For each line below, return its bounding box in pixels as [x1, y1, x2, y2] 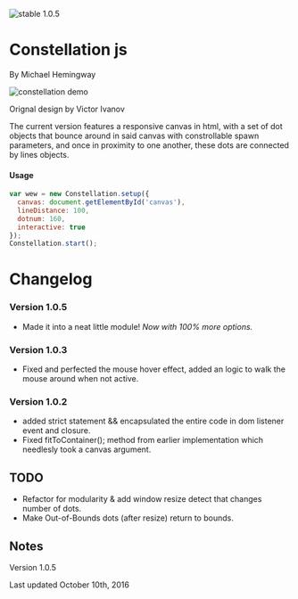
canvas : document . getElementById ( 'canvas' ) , [17, 198, 186, 207]
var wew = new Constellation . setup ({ [9, 190, 150, 199]
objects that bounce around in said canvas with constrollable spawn [9, 130, 260, 141]
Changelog [9, 269, 93, 290]
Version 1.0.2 [9, 395, 68, 407]
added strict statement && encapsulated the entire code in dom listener [21, 415, 285, 427]
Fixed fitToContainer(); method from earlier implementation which [21, 435, 264, 446]
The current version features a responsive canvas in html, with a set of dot [9, 120, 283, 131]
